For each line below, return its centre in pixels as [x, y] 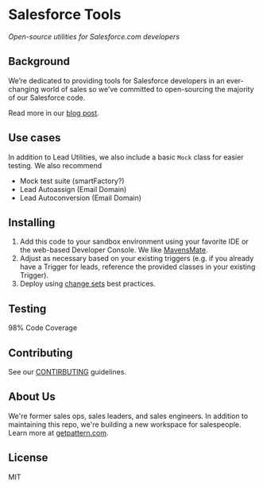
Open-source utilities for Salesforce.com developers [94, 37]
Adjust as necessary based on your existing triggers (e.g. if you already [137, 259]
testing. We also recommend [55, 165]
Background [39, 61]
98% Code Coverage [43, 328]
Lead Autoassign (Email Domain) [73, 189]
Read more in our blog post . [54, 113]
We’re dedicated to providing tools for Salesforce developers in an [116, 80]
